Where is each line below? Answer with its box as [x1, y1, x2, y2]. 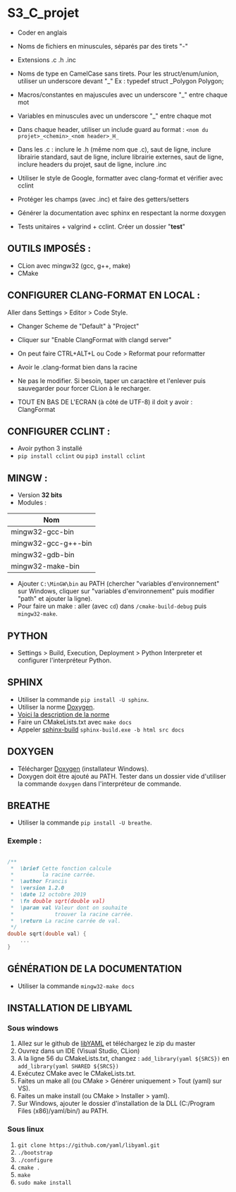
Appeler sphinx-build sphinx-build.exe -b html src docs [17, 725, 185, 734]
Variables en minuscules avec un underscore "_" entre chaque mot [17, 111, 211, 120]
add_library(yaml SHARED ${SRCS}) [17, 1063, 119, 1070]
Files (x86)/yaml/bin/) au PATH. [17, 1107, 109, 1115]
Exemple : [7, 836, 42, 846]
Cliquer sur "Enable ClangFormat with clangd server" [17, 335, 172, 343]
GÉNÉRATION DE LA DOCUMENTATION [7, 963, 182, 975]
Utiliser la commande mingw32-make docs [17, 982, 135, 990]
